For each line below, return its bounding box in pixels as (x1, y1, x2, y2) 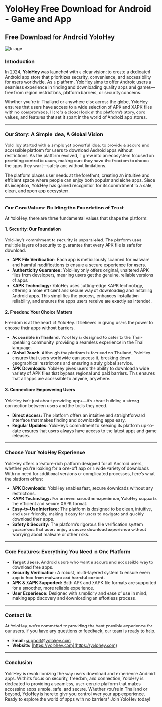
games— (137, 84, 155, 90)
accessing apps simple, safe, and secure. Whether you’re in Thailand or (5, 686, 148, 691)
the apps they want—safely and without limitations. (5, 162, 107, 168)
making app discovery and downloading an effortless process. (12, 595, 136, 601)
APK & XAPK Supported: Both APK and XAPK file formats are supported (12, 580, 157, 586)
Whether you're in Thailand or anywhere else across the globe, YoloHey (5, 99, 148, 105)
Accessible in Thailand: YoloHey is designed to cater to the (12, 335, 131, 340)
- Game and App (5, 14, 72, 25)
